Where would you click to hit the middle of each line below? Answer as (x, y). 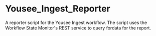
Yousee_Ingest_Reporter (58, 9)
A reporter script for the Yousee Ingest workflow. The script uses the (76, 22)
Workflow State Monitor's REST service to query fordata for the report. (78, 27)
